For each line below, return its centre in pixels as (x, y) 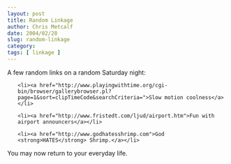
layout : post (26, 14)
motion (174, 97)
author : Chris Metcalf (40, 27)
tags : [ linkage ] (34, 53)
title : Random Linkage (40, 20)
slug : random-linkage (39, 40)
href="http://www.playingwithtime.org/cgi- (104, 85)
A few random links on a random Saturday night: (77, 72)
